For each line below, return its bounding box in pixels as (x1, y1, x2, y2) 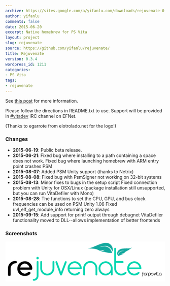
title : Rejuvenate (5, 51, 44, 56)
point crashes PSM (12, 163, 52, 170)
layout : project (5, 35, 40, 40)
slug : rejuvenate (5, 41, 42, 46)
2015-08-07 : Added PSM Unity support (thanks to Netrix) (12, 169, 134, 175)
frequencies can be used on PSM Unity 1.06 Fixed (12, 201, 117, 207)
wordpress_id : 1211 (5, 61, 47, 67)
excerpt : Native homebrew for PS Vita (5, 29, 87, 35)
